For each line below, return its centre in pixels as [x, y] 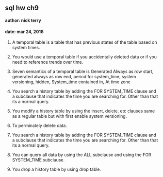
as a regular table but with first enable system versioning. [69, 116]
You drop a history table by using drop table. [57, 169]
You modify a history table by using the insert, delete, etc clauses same [83, 111]
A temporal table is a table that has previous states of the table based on [84, 42]
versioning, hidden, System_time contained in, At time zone [71, 82]
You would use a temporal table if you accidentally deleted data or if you [84, 57]
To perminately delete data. [39, 125]
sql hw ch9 [22, 8]
